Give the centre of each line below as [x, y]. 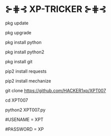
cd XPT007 [17, 100]
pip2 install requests [26, 71]
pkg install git [19, 61]
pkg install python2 [25, 52]
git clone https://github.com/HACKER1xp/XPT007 [55, 90]
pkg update [17, 23]
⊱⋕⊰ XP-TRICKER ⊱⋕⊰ [56, 9]
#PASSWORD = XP [24, 129]
